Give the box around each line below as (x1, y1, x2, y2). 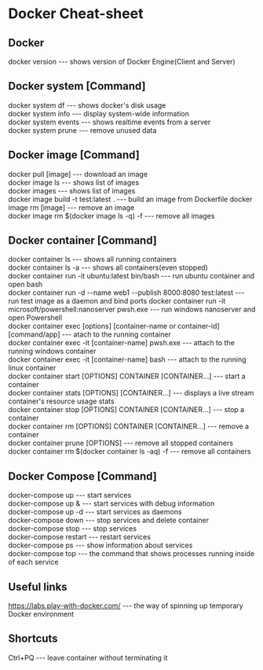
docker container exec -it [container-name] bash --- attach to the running (8, 355, 247, 364)
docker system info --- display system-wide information (8, 109, 190, 118)
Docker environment (8, 609, 75, 619)
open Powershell (8, 313, 63, 322)
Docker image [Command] (8, 149, 140, 162)
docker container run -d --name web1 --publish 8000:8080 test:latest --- (8, 288, 245, 297)
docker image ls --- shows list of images (8, 178, 140, 187)
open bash (8, 280, 43, 289)
